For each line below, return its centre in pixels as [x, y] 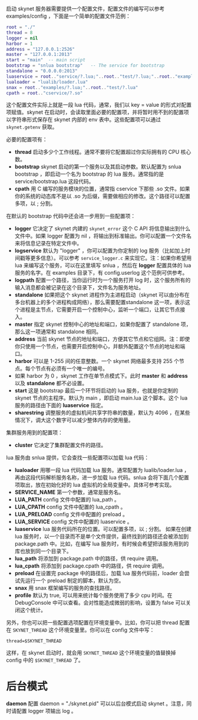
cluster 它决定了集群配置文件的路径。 [60, 445]
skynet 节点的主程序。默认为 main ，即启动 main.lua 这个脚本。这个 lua [101, 398]
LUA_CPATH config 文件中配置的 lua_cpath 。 [70, 507]
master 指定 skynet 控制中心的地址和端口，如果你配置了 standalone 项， [103, 324]
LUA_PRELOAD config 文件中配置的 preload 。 [71, 514]
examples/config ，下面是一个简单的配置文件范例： [68, 16]
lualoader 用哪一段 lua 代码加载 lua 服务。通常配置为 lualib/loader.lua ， [102, 470]
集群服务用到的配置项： [34, 432]
